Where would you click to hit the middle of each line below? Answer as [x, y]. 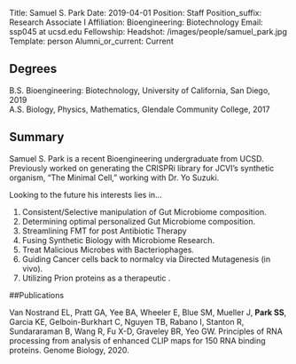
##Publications [37, 295]
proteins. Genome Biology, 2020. [70, 350]
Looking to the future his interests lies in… [86, 194]
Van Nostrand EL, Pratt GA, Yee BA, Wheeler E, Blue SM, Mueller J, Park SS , [148, 312]
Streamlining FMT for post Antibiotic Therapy [105, 231]
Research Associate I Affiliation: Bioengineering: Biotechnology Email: [136, 22]
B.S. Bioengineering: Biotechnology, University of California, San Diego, [140, 90]
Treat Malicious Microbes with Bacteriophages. [108, 249]
